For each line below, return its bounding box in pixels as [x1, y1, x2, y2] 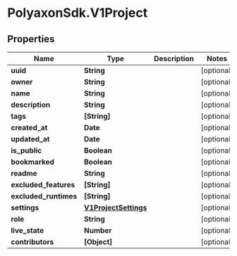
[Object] [83, 237, 113, 247]
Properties [7, 33, 55, 45]
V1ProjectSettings [83, 203, 147, 212]
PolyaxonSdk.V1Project [7, 5, 148, 21]
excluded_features [11, 180, 75, 189]
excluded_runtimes [11, 191, 78, 201]
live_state [11, 226, 44, 235]
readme [11, 169, 37, 178]
